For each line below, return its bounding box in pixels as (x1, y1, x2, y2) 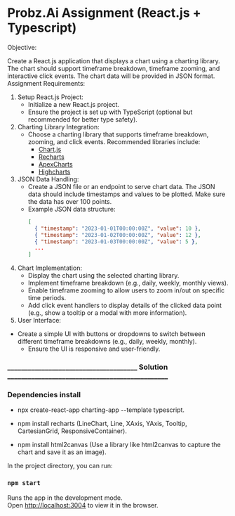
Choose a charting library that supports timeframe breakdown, (27, 130, 209, 138)
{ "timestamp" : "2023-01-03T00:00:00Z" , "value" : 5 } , (34, 238, 199, 245)
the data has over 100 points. (27, 197, 112, 205)
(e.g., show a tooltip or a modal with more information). (27, 309, 187, 317)
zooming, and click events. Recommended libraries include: (27, 137, 201, 146)
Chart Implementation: (17, 264, 83, 272)
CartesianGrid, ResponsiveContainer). (17, 427, 128, 435)
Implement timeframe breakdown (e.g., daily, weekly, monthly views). (27, 279, 229, 288)
